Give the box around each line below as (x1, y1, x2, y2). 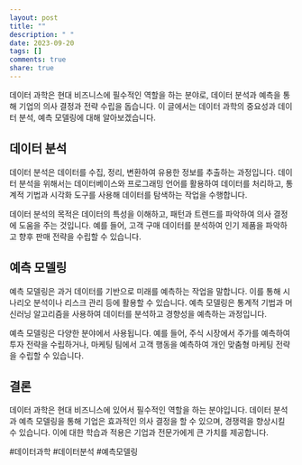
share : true (9, 64, 54, 73)
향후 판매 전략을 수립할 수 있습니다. (18, 231, 142, 242)
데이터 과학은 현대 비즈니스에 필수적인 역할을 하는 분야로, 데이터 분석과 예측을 (9, 89, 281, 100)
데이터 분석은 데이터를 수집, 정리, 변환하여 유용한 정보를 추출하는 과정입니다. (9, 166, 277, 177)
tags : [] (9, 47, 42, 56)
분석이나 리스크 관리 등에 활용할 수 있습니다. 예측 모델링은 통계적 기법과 (32, 297, 284, 308)
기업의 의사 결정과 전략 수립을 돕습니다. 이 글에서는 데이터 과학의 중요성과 (18, 100, 277, 111)
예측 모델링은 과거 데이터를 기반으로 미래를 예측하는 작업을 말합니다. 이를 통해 (9, 285, 281, 296)
